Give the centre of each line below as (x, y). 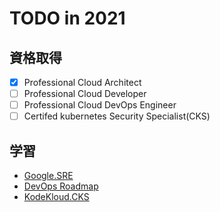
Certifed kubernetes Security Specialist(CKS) (117, 116)
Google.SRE (48, 176)
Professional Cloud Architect (82, 82)
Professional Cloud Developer (85, 94)
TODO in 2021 (67, 18)
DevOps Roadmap (61, 186)
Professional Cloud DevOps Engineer (100, 105)
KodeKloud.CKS (56, 197)
